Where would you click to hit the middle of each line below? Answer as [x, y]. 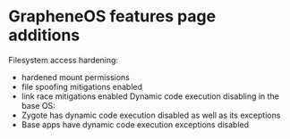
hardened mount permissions [76, 77]
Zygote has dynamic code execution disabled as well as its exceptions [151, 115]
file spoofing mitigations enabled [82, 86]
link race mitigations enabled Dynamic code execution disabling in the [150, 96]
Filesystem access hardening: [63, 60]
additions [44, 35]
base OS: [38, 105]
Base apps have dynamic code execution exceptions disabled [135, 124]
